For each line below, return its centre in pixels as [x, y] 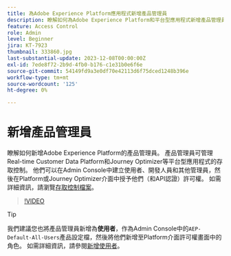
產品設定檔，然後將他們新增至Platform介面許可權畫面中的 [141, 237]
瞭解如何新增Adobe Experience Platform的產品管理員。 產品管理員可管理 [110, 153]
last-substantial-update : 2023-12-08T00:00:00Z [77, 58]
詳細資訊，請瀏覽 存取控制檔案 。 [52, 187]
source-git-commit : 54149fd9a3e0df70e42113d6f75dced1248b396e [98, 71]
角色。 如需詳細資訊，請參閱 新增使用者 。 [65, 246]
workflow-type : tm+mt [38, 77]
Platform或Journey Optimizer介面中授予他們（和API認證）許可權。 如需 [120, 179]
